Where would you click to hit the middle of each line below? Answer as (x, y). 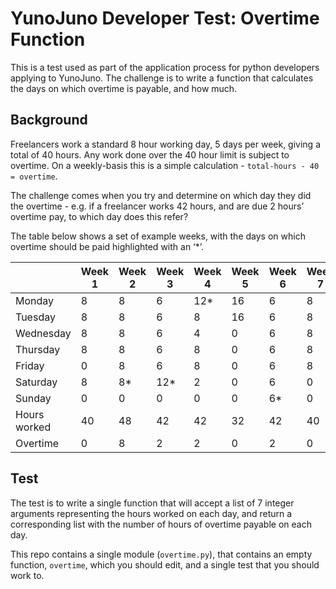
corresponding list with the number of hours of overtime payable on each (161, 524)
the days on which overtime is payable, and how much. (124, 88)
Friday (30, 365)
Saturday (36, 382)
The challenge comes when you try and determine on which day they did (161, 195)
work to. (27, 575)
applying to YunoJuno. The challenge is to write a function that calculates (162, 78)
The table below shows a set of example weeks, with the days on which (158, 236)
